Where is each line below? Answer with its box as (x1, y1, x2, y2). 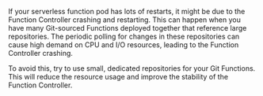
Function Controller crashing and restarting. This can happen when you (8, 15, 242, 24)
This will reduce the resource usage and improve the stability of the (8, 72, 228, 81)
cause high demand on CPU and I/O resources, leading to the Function (8, 40, 239, 50)
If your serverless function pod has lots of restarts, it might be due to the (8, 7, 246, 16)
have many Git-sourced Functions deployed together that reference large (8, 24, 247, 32)
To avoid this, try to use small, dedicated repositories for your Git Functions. (8, 64, 256, 73)
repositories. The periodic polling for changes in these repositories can (8, 31, 240, 41)
